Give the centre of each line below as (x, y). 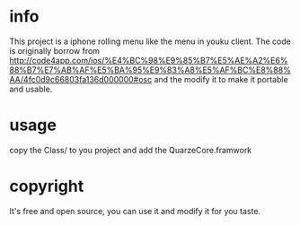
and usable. (31, 89)
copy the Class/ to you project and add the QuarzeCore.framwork (131, 150)
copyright (47, 186)
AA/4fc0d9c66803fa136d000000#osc (81, 79)
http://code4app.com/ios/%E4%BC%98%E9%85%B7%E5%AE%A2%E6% (149, 60)
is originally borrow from (55, 50)
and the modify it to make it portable (221, 79)
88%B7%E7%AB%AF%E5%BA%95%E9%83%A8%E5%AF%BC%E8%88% (150, 70)
